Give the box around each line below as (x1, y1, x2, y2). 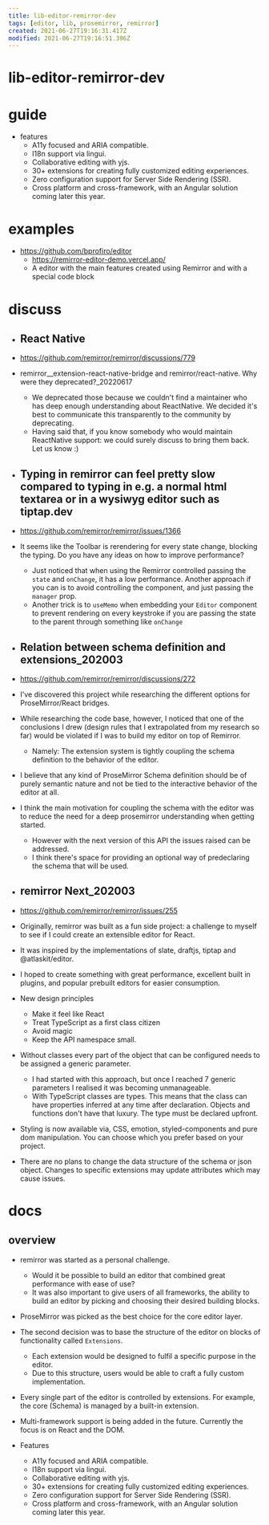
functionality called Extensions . (19, 1336, 123, 1345)
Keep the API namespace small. (31, 1035, 137, 1044)
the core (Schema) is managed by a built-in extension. (19, 1401, 199, 1410)
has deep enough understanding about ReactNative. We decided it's (31, 401, 258, 411)
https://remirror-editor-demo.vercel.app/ (31, 254, 167, 265)
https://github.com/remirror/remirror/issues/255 (19, 905, 179, 915)
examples (8, 220, 74, 238)
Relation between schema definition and (19, 640, 227, 654)
